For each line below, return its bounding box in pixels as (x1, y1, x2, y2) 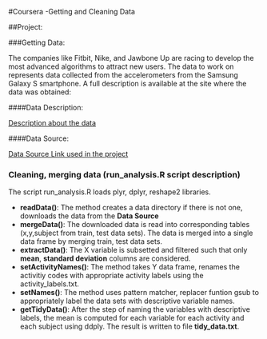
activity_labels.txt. (19, 279, 80, 289)
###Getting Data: (8, 38, 66, 47)
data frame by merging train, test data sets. (19, 237, 162, 246)
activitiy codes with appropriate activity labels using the (19, 271, 204, 281)
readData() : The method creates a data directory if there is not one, (19, 203, 243, 213)
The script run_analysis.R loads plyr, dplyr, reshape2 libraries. (8, 187, 211, 197)
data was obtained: (8, 87, 72, 97)
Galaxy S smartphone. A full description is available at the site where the (8, 79, 247, 88)
